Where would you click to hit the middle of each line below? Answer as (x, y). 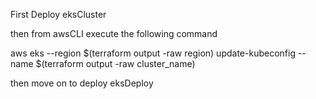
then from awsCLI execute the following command (114, 33)
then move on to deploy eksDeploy (82, 83)
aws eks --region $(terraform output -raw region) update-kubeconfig (153, 53)
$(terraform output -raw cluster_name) (115, 63)
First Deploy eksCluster (58, 14)
